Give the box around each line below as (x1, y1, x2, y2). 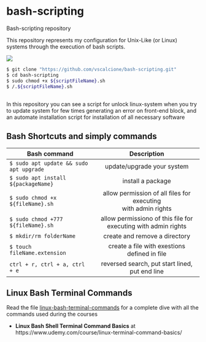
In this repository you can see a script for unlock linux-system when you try (6, 100, 197, 108)
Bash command (26, 149, 74, 158)
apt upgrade (9, 165, 45, 173)
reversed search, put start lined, (101, 259, 193, 268)
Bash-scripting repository (6, 25, 71, 32)
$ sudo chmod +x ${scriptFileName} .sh (6, 78, 105, 84)
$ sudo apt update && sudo (9, 159, 88, 167)
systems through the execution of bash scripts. (6, 43, 126, 50)
